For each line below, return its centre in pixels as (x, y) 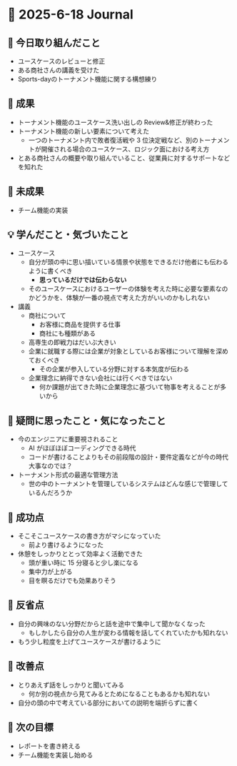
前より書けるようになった (66, 545)
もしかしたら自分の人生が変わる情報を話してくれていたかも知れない (128, 633)
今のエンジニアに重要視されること (68, 439)
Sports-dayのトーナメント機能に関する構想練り (87, 79)
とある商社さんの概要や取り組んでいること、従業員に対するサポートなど (124, 158)
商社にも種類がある (67, 333)
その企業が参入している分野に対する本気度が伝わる (114, 369)
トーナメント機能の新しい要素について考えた (84, 131)
